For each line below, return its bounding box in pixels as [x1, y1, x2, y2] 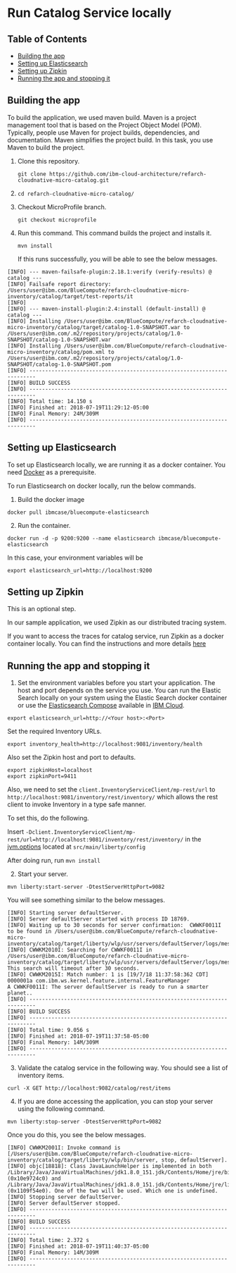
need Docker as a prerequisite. [7, 467, 96, 476]
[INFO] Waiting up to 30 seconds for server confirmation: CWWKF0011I [7, 922, 221, 929]
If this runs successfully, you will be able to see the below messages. [17, 254, 218, 263]
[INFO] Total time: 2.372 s [7, 1237, 90, 1244]
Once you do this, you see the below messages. [7, 1131, 146, 1139]
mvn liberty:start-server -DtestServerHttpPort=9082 [7, 883, 165, 891]
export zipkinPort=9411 [7, 773, 77, 780]
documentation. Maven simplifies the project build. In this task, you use [7, 135, 214, 144]
